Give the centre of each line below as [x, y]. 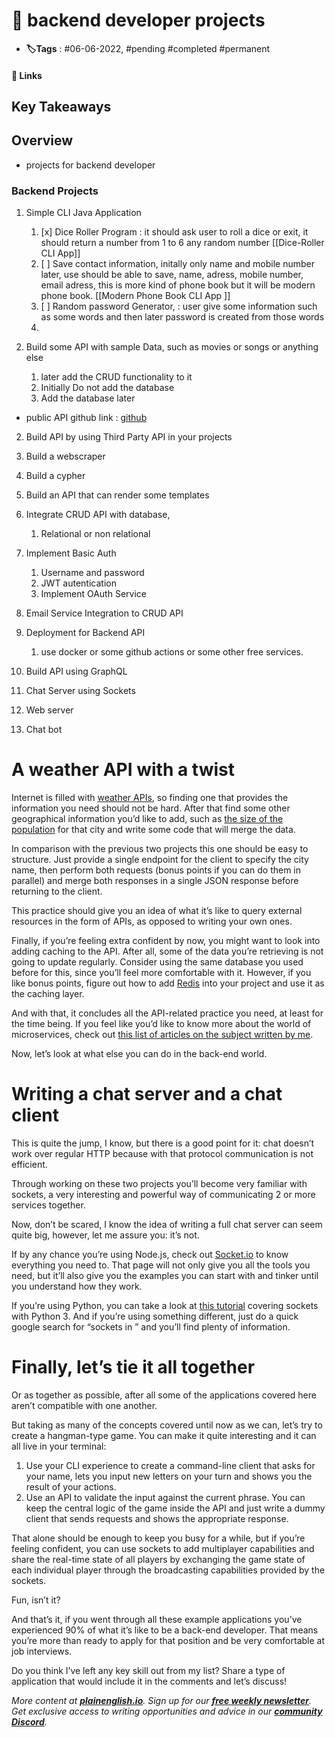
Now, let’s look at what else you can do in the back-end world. [139, 1053]
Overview [42, 140]
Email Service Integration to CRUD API [104, 613]
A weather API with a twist [123, 770]
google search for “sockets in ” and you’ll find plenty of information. [151, 1326]
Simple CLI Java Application [83, 213]
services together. [48, 1205]
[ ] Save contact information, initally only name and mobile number [177, 264]
